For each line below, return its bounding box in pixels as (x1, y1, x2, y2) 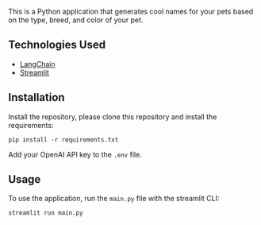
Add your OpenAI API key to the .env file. (8, 149, 143, 159)
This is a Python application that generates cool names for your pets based (8, 7, 254, 16)
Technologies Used (8, 38, 106, 52)
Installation (8, 91, 65, 104)
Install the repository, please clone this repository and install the (8, 111, 217, 122)
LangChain (19, 59, 56, 68)
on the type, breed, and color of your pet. (8, 15, 144, 25)
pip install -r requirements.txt (8, 135, 119, 144)
